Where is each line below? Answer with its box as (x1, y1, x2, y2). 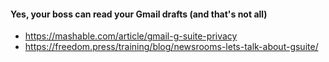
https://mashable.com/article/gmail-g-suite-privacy (24, 30, 238, 42)
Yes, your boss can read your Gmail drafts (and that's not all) (10, 8, 268, 20)
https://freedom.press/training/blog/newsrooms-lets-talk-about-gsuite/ (24, 41, 319, 53)
